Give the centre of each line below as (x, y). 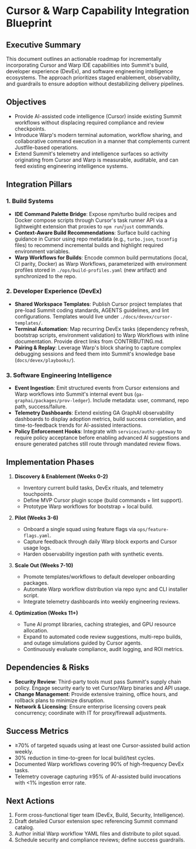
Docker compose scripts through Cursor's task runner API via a (91, 220)
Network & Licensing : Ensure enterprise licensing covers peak (90, 706)
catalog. (24, 827)
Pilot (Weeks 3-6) (36, 518)
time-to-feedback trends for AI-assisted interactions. (78, 425)
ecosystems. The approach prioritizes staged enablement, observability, (93, 78)
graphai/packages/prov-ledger (51, 401)
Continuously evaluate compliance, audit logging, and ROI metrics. (104, 649)
